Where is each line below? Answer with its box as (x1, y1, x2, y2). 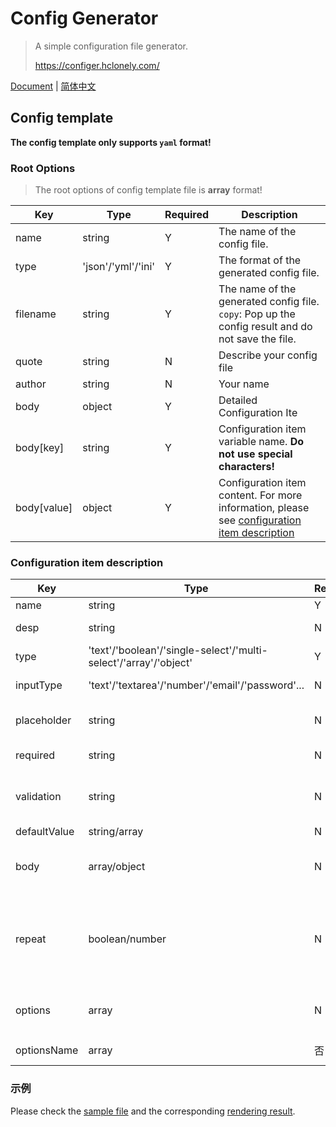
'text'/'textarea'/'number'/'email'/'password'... (88, 678, 305, 692)
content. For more (218, 488, 303, 502)
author (15, 377, 47, 391)
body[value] (15, 501, 73, 515)
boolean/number (88, 932, 167, 946)
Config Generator (10, 7, 159, 30)
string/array (88, 825, 144, 839)
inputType (15, 678, 63, 692)
